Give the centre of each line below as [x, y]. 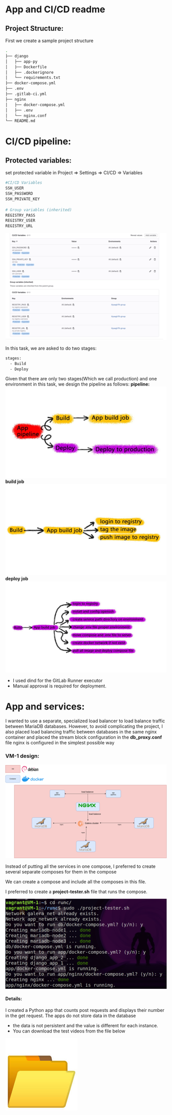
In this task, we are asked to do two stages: [51, 348]
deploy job [17, 579]
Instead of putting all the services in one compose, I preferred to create [81, 866]
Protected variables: [38, 160]
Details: [14, 999]
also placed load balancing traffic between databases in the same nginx [81, 732]
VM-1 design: [22, 756]
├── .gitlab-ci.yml [26, 94]
